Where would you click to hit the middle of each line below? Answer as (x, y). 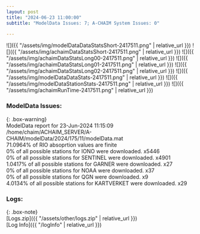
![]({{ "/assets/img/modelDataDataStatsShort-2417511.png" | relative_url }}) (98, 45)
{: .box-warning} (26, 119)
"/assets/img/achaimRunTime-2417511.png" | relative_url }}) (80, 90)
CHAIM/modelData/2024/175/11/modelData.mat (65, 138)
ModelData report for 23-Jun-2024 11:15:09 (60, 125)
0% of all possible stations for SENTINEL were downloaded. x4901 (89, 157)
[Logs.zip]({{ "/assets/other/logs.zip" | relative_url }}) (72, 218)
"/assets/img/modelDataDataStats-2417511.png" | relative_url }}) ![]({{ (92, 77)
